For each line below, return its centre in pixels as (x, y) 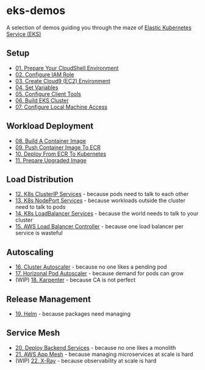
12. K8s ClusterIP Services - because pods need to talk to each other (102, 194)
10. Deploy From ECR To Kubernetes (61, 154)
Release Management (49, 299)
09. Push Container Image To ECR (58, 147)
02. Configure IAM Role (45, 74)
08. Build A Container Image (51, 140)
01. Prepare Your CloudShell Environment (67, 68)
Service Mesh (33, 333)
